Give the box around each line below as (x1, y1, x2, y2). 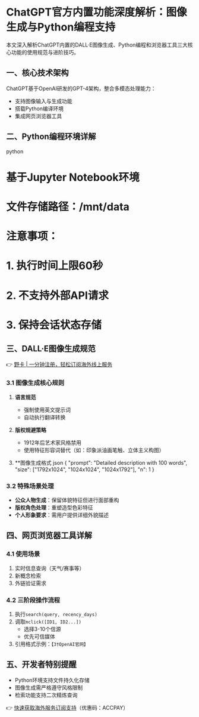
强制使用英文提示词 (23, 406, 71, 413)
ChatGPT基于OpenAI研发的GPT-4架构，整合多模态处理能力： (6, 85, 156, 92)
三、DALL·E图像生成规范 (6, 344, 96, 354)
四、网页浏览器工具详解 (6, 530, 92, 540)
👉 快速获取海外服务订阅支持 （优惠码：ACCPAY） (6, 704, 129, 711)
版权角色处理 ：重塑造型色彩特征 (14, 504, 93, 511)
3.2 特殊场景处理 (6, 481, 55, 490)
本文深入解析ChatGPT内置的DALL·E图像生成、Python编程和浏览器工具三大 (6, 41, 188, 48)
